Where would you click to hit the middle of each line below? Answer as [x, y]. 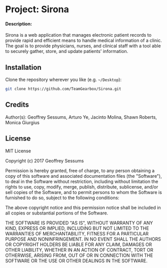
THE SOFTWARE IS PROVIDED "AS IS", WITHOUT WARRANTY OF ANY [79, 223]
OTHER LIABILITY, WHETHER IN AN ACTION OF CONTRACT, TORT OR [79, 250]
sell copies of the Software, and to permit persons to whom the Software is [84, 192]
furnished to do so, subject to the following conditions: [62, 198]
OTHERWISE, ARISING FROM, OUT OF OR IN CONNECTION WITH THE [79, 255]
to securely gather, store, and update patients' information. [67, 51]
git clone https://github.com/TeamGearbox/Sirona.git [63, 89]
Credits [17, 105]
